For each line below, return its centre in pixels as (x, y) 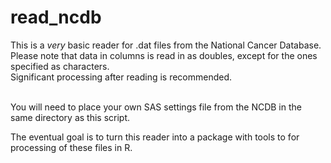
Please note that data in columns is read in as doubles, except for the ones (164, 55)
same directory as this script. (70, 117)
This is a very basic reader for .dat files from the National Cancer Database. (166, 45)
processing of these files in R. (71, 147)
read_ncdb (56, 17)
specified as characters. (60, 66)
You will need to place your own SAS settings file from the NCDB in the (156, 107)
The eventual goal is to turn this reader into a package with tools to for (155, 137)
